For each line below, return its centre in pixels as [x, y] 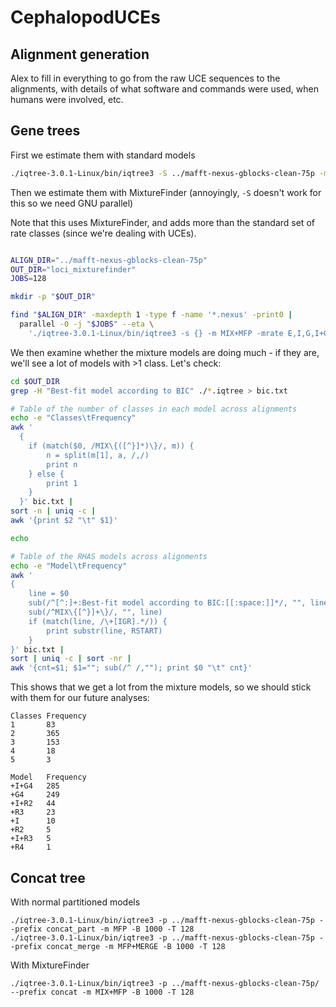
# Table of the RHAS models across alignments [109, 556]
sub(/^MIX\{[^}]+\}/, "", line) [95, 612]
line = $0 [49, 594]
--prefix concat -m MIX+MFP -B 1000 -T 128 [102, 992]
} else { [46, 474]
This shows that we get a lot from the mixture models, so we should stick [161, 687]
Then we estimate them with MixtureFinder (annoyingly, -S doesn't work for [166, 192]
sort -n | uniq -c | [53, 511]
